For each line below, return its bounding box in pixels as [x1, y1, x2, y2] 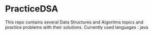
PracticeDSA [5, 3, 58, 14]
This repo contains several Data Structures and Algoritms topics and [5, 19, 144, 25]
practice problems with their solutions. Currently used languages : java [5, 24, 149, 30]
